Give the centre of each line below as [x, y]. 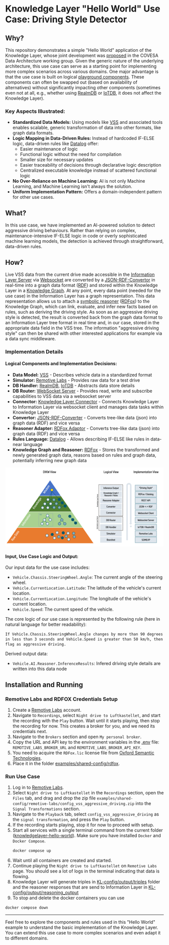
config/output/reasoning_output [46, 893]
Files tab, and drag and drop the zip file [54, 798]
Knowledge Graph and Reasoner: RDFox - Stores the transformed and [86, 450]
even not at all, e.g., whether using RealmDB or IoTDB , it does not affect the [83, 93]
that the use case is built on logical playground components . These [75, 77]
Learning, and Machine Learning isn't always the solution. [72, 186]
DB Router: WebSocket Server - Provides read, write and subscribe [82, 391]
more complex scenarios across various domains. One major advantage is [82, 71]
